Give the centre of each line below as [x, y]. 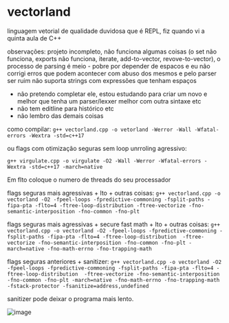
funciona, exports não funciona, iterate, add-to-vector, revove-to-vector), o [114, 58]
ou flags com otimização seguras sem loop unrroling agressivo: [97, 148]
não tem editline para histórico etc [66, 108]
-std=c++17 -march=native [66, 167]
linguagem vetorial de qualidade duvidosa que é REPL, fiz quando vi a [106, 31]
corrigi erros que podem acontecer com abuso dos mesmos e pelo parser [112, 73]
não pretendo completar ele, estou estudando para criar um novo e [112, 94]
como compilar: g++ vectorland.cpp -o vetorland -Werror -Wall [99, 129]
